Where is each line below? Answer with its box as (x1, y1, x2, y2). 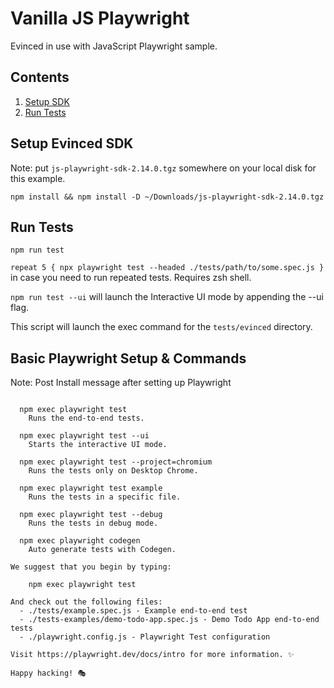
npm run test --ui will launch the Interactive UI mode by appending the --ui (10, 291, 324, 303)
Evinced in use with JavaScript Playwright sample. (10, 40, 218, 52)
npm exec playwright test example (19, 483, 163, 494)
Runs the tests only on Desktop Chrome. (28, 466, 199, 476)
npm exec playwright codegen (19, 536, 141, 546)
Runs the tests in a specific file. (28, 492, 182, 502)
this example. (10, 172, 66, 184)
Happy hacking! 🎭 (10, 668, 87, 679)
